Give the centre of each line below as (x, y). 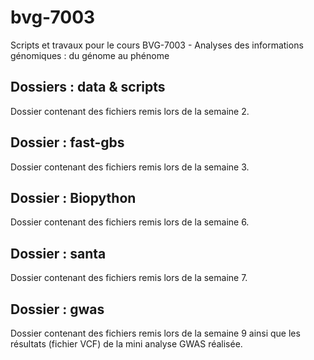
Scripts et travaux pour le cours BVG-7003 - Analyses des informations (157, 45)
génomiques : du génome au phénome (90, 55)
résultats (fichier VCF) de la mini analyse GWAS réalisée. (126, 344)
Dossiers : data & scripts (88, 87)
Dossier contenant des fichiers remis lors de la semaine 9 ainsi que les (155, 333)
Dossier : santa (58, 253)
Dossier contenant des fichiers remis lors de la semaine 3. (130, 167)
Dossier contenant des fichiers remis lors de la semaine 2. (130, 111)
